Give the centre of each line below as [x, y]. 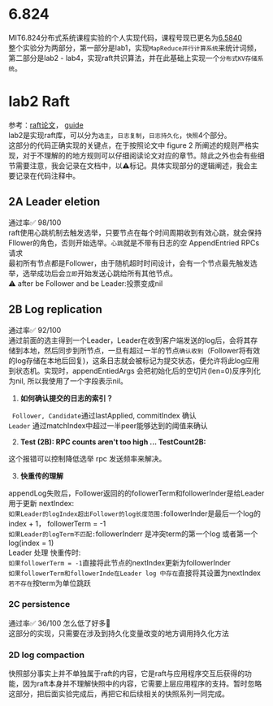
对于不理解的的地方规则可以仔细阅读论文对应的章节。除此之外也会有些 [140, 155]
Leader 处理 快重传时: [45, 552]
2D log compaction [47, 655]
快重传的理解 [41, 475]
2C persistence [39, 604]
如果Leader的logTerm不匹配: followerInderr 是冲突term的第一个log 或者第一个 [133, 534]
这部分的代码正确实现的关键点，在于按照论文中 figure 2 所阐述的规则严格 [130, 145]
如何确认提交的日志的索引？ [67, 398]
